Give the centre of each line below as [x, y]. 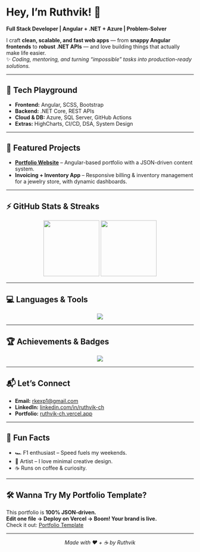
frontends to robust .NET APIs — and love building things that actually [93, 46]
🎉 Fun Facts [28, 438]
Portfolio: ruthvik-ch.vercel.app [54, 413]
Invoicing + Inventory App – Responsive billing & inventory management [104, 175]
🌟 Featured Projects [43, 148]
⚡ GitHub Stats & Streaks [53, 206]
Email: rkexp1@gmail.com [46, 401]
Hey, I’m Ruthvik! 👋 [54, 12]
